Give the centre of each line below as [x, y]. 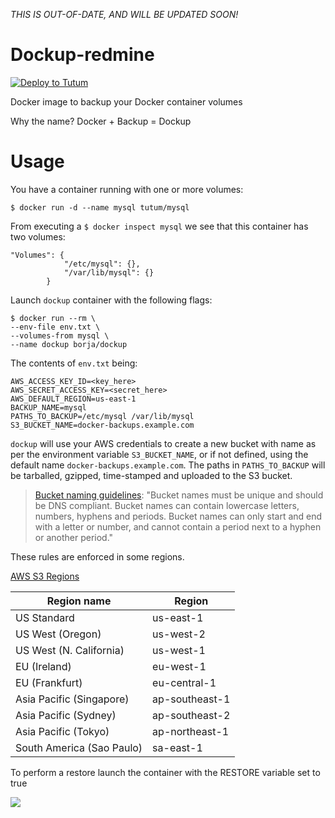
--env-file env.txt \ [55, 327]
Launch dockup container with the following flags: [111, 300]
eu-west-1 [179, 666]
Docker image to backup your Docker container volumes [126, 101]
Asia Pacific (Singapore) [72, 699]
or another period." [74, 537]
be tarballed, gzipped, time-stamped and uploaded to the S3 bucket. [151, 475]
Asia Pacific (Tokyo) [62, 731]
